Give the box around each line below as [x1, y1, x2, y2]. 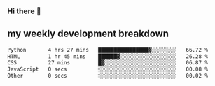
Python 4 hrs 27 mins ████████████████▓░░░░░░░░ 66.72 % [7, 46, 209, 53]
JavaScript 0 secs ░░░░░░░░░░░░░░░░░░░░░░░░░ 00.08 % [7, 66, 209, 73]
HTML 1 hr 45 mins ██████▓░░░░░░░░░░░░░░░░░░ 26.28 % [7, 52, 209, 60]
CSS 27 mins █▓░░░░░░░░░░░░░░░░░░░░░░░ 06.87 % [7, 59, 209, 66]
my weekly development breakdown [7, 28, 169, 40]
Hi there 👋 [7, 6, 42, 16]
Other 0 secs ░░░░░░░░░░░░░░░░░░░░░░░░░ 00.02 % [7, 73, 209, 80]
